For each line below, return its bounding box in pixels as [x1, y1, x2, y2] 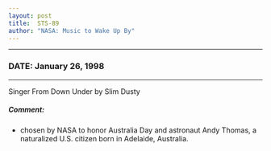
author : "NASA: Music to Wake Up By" [8, 27, 135, 35]
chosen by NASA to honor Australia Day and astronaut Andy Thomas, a [19, 125, 256, 135]
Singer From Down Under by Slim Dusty [8, 86, 141, 96]
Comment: [8, 105, 45, 115]
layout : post [8, 11, 52, 20]
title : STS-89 [8, 19, 60, 27]
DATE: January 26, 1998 [8, 61, 105, 72]
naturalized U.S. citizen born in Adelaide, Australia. [19, 133, 189, 143]
